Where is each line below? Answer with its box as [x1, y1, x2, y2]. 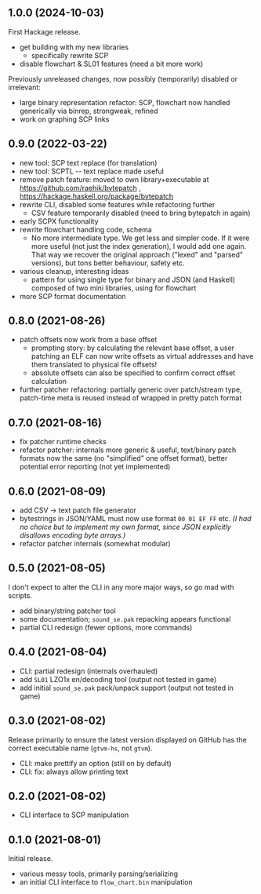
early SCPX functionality [19, 216, 100, 226]
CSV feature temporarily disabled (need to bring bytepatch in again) [31, 208, 251, 217]
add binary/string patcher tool [19, 606, 116, 615]
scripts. [8, 590, 33, 600]
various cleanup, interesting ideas [19, 266, 129, 275]
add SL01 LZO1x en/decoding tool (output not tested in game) [19, 674, 217, 684]
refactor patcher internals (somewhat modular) [19, 539, 171, 549]
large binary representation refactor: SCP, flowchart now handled [19, 97, 230, 107]
